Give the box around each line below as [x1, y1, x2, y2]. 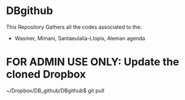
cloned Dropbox [6, 68, 86, 81]
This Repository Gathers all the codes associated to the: [6, 23, 143, 30]
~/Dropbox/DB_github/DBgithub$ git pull [6, 87, 105, 94]
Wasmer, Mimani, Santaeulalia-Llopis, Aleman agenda [14, 35, 146, 42]
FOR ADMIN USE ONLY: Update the [6, 56, 180, 68]
